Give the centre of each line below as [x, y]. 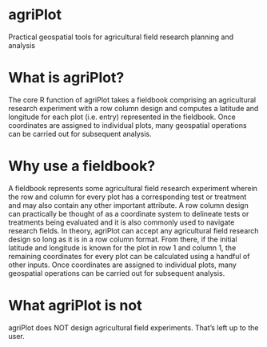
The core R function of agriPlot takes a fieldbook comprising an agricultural [132, 100]
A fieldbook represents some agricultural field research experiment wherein [133, 188]
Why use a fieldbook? [82, 166]
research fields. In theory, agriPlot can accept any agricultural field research [133, 230]
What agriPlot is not [75, 305]
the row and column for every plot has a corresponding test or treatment [128, 197]
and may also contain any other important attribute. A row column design [129, 205]
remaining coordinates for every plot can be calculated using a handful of [129, 256]
